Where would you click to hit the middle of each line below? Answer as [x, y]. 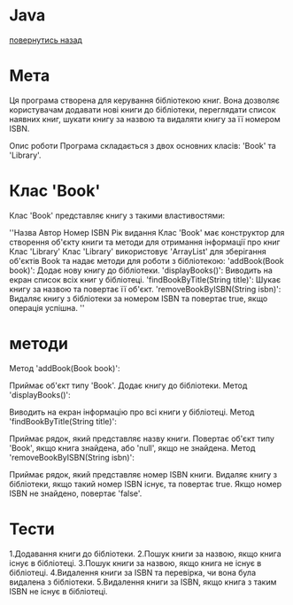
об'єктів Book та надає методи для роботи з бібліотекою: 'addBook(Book [147, 260]
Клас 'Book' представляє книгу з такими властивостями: [117, 215]
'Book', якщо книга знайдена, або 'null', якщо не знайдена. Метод [132, 447]
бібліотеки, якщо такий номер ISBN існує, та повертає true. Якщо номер [146, 484]
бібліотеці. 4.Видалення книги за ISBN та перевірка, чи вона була [133, 572]
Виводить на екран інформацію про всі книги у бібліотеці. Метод [132, 412]
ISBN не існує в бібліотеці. [58, 591]
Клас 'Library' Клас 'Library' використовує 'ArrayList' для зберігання [138, 251]
